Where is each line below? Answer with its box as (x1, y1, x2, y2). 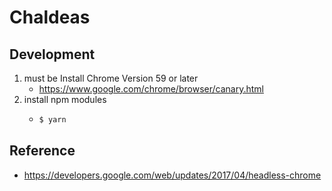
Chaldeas (9, 6, 91, 29)
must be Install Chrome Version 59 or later (23, 72, 199, 84)
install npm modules (23, 94, 107, 105)
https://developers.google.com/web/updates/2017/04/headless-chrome (23, 169, 322, 181)
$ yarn (38, 115, 67, 125)
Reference (9, 142, 76, 160)
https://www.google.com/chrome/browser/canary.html (38, 83, 264, 95)
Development (9, 46, 96, 63)
